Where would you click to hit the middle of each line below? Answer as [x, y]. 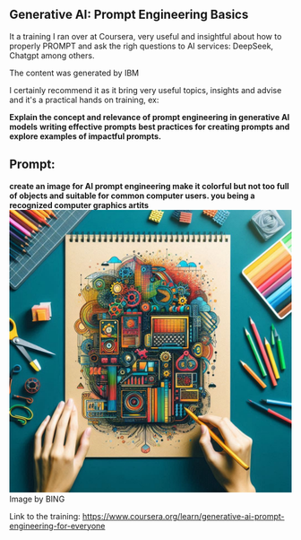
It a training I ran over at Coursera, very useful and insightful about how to [146, 36]
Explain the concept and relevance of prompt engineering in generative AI [150, 117]
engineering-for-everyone [57, 526]
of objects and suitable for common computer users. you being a [132, 196]
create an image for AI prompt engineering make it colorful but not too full [149, 186]
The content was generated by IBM [74, 73]
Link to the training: [45, 516]
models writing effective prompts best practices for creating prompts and [150, 126]
